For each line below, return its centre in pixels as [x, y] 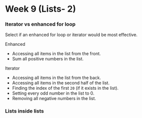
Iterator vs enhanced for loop [40, 24]
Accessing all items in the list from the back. [57, 78]
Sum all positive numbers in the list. [48, 59]
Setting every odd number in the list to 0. [53, 93]
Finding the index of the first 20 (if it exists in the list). [65, 88]
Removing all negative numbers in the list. [54, 98]
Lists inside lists [24, 111]
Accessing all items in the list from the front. [56, 54]
